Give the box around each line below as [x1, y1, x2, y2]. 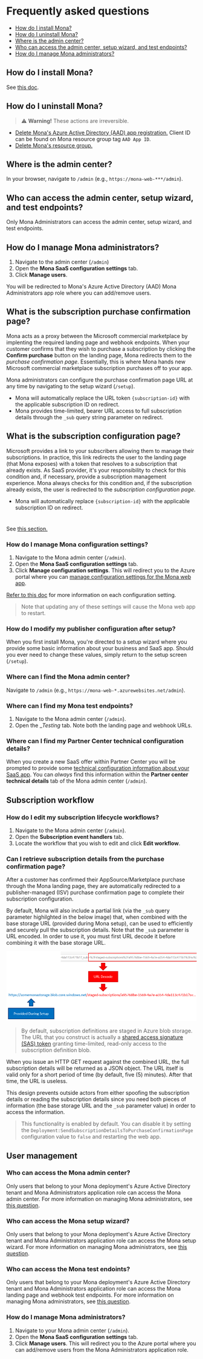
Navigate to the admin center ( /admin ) [14, 258, 109, 266]
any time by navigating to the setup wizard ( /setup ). [6, 382, 135, 389]
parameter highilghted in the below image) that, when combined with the [6, 913, 187, 921]
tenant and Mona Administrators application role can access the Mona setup [6, 1237, 196, 1244]
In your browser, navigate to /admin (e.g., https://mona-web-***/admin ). [6, 175, 183, 183]
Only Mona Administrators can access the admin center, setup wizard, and [6, 218, 192, 226]
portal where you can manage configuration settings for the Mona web [14, 573, 192, 581]
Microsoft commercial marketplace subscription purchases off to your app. [6, 364, 193, 371]
